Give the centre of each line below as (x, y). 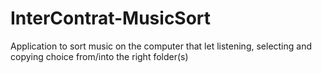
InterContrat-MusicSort (111, 18)
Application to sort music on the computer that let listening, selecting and (161, 46)
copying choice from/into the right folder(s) (99, 56)
